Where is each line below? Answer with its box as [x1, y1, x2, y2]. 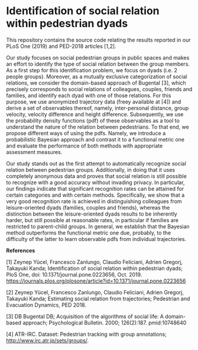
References [6, 247, 35, 254]
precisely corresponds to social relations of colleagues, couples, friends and [6, 85, 193, 92]
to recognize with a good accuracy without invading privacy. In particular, [6, 179, 185, 186]
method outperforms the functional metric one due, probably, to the [6, 229, 171, 236]
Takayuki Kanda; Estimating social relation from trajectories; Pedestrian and [6, 295, 190, 302]
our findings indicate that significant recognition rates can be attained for [6, 185, 184, 192]
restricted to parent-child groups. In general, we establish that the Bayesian [6, 223, 190, 230]
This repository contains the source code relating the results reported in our [6, 36, 191, 43]
